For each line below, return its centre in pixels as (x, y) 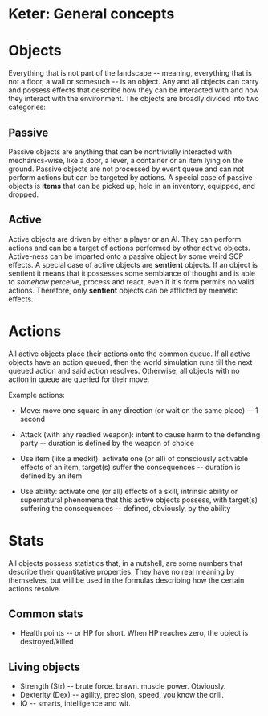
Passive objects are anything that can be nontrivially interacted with (120, 151)
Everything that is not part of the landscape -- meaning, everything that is (130, 73)
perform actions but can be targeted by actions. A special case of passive (130, 177)
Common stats (46, 614)
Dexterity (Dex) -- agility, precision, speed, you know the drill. (122, 695)
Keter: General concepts (91, 14)
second (32, 419)
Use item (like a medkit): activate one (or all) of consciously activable (134, 458)
